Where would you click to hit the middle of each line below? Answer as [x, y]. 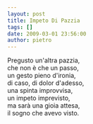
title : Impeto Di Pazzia [44, 21]
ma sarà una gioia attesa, [44, 106]
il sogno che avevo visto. [43, 113]
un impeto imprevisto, [39, 98]
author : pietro [30, 40]
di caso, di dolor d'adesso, [46, 83]
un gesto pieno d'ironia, [42, 76]
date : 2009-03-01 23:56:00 [47, 34]
